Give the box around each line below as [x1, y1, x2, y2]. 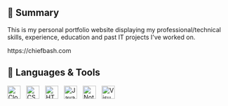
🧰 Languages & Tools [7, 67, 100, 79]
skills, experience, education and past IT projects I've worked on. [7, 33, 196, 41]
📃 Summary [7, 7, 60, 19]
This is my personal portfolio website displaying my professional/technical [7, 25, 221, 33]
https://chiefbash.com [7, 46, 72, 54]
